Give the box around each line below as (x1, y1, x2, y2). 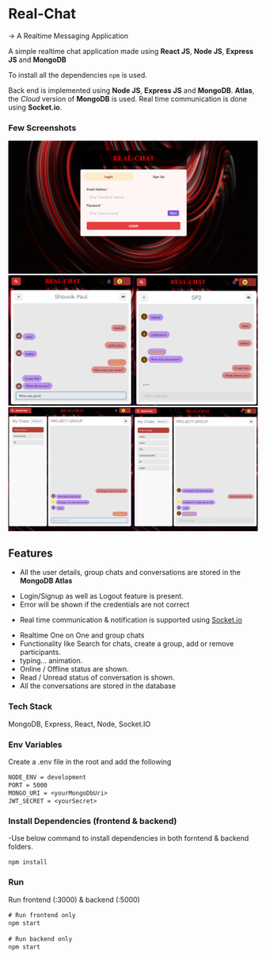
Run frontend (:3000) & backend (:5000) (8, 895, 140, 904)
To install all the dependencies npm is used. (8, 70, 148, 79)
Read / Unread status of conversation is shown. (19, 672, 175, 683)
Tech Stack (8, 701, 53, 712)
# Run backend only (8, 934, 73, 943)
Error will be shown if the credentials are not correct (19, 600, 190, 610)
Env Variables (8, 739, 63, 750)
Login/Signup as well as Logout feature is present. (19, 591, 184, 601)
